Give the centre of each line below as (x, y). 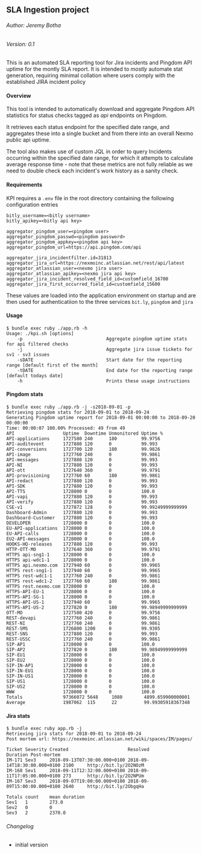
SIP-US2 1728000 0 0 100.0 (80, 687)
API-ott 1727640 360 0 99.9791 (84, 471)
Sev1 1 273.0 (35, 802)
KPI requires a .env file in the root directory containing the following (90, 198)
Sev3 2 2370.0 (36, 813)
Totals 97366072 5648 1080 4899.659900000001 (98, 697)
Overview (19, 95)
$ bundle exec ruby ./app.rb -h (47, 328)
